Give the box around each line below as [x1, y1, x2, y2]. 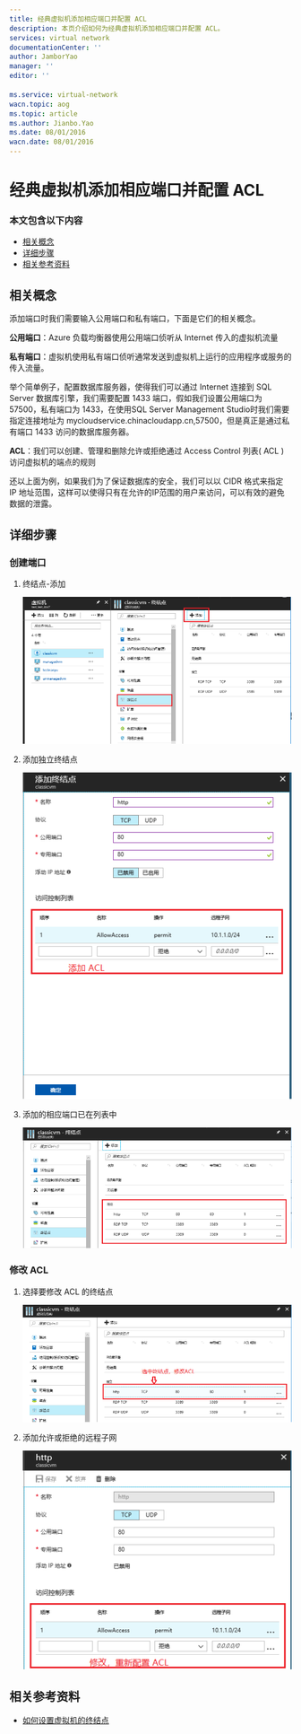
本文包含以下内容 [9, 215, 83, 227]
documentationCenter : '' [9, 43, 102, 52]
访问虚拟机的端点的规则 [9, 457, 96, 468]
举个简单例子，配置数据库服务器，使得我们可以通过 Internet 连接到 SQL [9, 381, 272, 392]
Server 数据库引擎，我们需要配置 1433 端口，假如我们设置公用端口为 [9, 393, 262, 404]
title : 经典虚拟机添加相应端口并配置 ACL [9, 14, 148, 23]
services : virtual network [9, 33, 110, 42]
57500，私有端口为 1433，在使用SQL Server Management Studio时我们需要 [9, 404, 289, 415]
